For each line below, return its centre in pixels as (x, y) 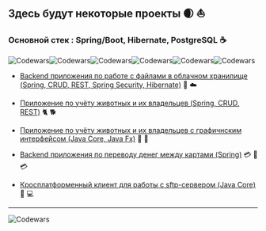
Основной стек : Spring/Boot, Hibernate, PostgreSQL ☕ (118, 40)
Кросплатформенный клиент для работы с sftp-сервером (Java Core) (137, 184)
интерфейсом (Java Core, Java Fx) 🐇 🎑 (84, 138)
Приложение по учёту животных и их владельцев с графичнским (131, 130)
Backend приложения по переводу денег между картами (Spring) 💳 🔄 (139, 154)
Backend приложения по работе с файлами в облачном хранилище (133, 76)
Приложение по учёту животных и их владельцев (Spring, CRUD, (129, 103)
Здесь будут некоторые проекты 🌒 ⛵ (107, 14)
